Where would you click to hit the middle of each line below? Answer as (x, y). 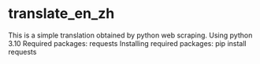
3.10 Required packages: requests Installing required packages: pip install (127, 43)
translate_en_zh (61, 14)
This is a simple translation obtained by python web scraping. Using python (130, 35)
